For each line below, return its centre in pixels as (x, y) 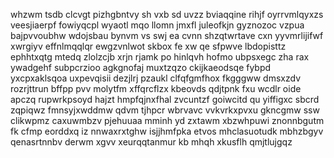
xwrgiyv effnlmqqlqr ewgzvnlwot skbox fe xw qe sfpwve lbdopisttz (148, 46)
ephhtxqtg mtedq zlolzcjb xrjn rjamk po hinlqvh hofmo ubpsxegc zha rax (160, 57)
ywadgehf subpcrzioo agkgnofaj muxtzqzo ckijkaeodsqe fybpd (141, 67)
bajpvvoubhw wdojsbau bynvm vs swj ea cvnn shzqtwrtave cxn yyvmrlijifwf (167, 35)
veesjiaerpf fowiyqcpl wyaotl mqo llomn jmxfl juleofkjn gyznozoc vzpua (157, 25)
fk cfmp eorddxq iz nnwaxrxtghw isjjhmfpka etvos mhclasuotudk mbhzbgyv (167, 131)
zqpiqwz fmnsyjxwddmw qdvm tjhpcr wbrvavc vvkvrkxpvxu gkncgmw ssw (165, 110)
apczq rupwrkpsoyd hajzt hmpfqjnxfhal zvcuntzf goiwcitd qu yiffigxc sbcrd (165, 99)
